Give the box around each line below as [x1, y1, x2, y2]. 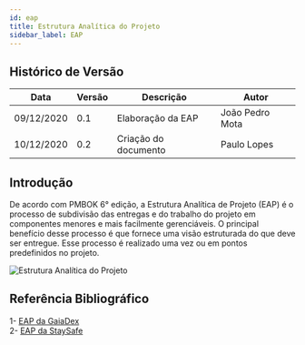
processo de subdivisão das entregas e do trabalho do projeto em [9, 208, 256, 219]
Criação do [116, 133, 164, 146]
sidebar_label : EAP [9, 30, 84, 39]
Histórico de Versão [9, 64, 124, 79]
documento [116, 144, 166, 157]
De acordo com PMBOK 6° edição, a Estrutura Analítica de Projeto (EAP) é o [9, 199, 294, 209]
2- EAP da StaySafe [9, 325, 84, 336]
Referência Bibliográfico [9, 291, 150, 307]
